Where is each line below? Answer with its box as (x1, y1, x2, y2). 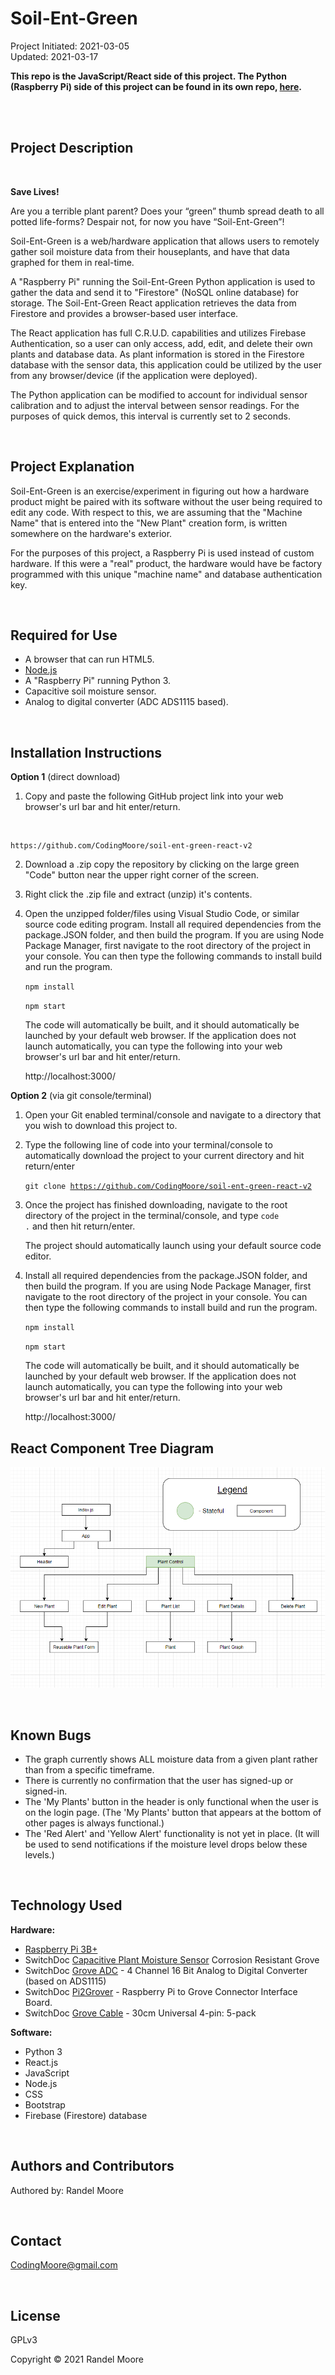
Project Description (10, 140, 134, 157)
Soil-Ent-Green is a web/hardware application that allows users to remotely (10, 235, 320, 247)
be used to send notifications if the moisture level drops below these (24, 1838, 308, 1851)
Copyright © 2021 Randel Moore (10, 2353, 145, 2366)
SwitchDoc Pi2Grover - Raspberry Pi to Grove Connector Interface (24, 1985, 298, 1997)
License (10, 2307, 61, 2324)
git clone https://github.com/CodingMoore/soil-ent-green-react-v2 (24, 1182, 312, 1192)
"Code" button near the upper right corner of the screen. (24, 869, 260, 881)
